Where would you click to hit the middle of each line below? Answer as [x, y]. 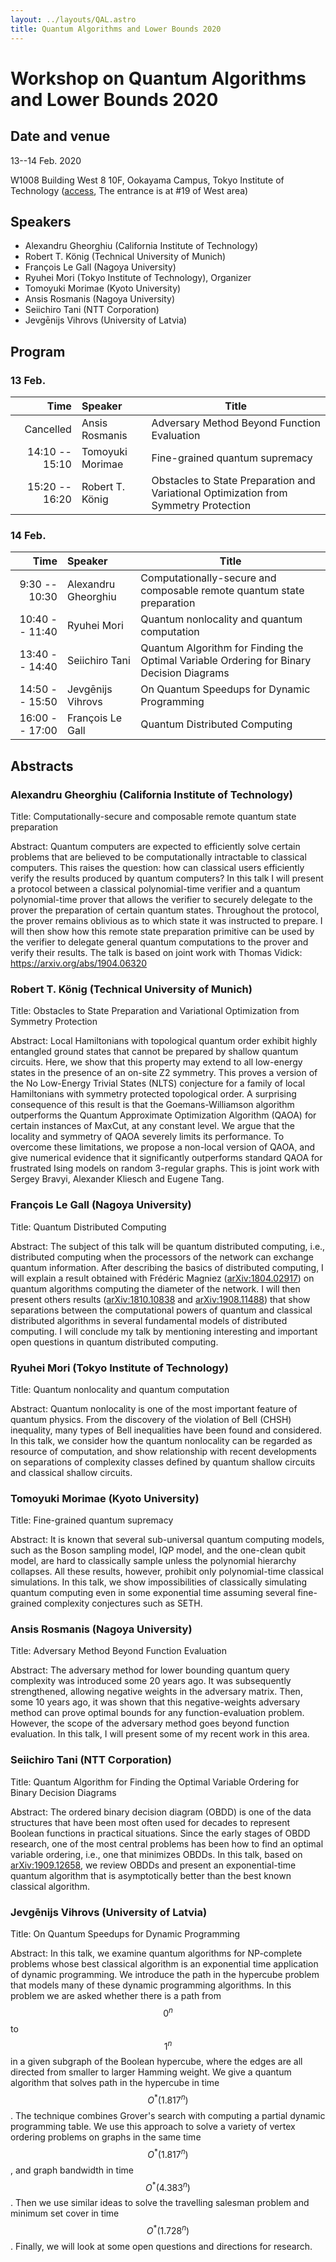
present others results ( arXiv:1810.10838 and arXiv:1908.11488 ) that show [160, 1299]
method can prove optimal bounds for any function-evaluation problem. [157, 1713]
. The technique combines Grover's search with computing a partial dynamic [168, 2116]
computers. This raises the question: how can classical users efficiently [157, 867]
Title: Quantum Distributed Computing [88, 1227]
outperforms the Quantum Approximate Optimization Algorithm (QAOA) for [163, 1115]
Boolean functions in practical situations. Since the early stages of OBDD [160, 1833]
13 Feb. [28, 380]
